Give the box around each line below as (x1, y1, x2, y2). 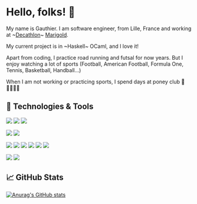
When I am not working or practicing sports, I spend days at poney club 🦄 (6, 78, 185, 85)
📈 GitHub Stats (6, 173, 64, 183)
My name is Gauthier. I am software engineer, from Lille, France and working (6, 25, 192, 32)
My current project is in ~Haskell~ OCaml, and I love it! (6, 43, 139, 50)
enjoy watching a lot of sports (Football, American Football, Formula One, (6, 60, 184, 67)
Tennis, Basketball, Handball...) (6, 66, 81, 73)
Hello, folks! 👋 (6, 5, 75, 19)
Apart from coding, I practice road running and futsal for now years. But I (6, 54, 183, 61)
